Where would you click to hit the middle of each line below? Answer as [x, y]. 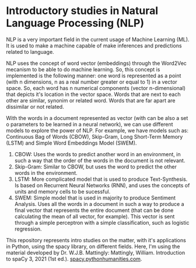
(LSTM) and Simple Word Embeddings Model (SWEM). [71, 143]
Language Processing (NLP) [75, 23]
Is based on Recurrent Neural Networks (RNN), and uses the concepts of [102, 185]
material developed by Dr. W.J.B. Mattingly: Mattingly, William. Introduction [96, 252]
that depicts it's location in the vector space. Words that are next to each [93, 94]
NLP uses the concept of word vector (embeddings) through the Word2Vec [96, 63]
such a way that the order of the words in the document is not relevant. [100, 160]
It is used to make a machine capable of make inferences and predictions [94, 46]
